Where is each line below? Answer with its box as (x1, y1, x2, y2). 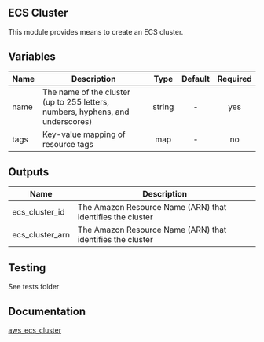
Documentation (8, 304, 86, 318)
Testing (8, 261, 46, 274)
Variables (8, 50, 57, 64)
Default (181, 73, 211, 84)
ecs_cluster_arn (12, 230, 71, 241)
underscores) (42, 116, 93, 127)
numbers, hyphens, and (42, 106, 130, 117)
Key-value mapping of (42, 129, 126, 140)
